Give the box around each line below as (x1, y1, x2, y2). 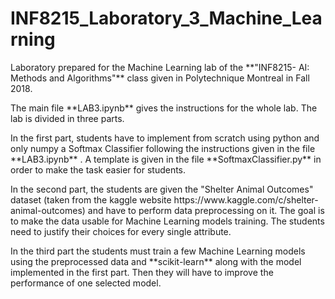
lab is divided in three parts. (10, 112, 125, 124)
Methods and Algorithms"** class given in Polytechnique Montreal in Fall (10, 72, 310, 84)
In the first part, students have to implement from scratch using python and (10, 132, 320, 144)
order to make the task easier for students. (10, 163, 187, 176)
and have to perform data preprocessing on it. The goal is (87, 204, 325, 216)
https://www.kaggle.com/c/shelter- (173, 193, 319, 206)
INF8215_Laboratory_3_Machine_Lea (10, 7, 323, 30)
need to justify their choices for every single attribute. (10, 225, 232, 237)
